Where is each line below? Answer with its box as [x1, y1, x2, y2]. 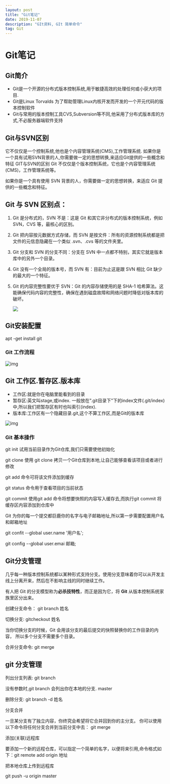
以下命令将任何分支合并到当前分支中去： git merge [5, 724, 111, 730]
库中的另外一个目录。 [12, 255, 57, 261]
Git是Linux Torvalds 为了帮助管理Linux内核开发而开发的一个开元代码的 [12, 98, 159, 104]
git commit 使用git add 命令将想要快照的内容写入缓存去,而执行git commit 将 [5, 495, 162, 501]
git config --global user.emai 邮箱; [5, 540, 76, 546]
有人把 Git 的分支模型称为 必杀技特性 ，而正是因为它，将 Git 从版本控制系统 [5, 588, 160, 594]
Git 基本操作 [5, 434, 35, 441]
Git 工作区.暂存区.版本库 [5, 377, 81, 385]
